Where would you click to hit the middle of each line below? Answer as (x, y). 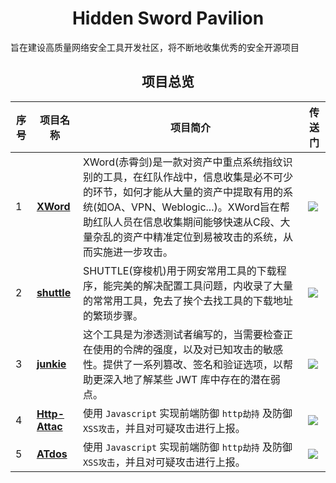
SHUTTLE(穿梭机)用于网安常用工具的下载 (179, 270)
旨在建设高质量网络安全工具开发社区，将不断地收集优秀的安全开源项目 (155, 47)
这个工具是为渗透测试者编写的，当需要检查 (182, 334)
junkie (51, 364)
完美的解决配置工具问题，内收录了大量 (202, 285)
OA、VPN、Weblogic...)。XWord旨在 (193, 207)
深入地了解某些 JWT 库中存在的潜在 (186, 379)
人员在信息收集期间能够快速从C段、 (196, 222)
